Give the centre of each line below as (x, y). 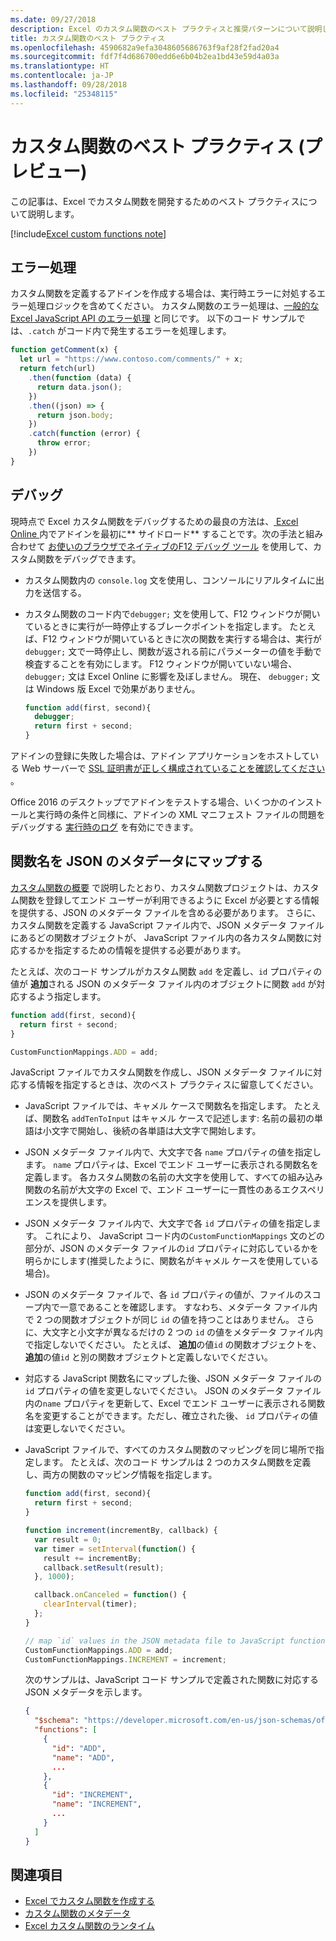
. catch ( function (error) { (84, 434)
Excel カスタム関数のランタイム (89, 1926)
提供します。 (86, 1202)
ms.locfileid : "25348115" (64, 94)
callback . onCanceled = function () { (110, 1595)
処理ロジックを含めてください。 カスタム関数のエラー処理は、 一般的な (173, 306)
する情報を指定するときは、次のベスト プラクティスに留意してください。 (168, 1085)
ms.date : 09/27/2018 (53, 19)
